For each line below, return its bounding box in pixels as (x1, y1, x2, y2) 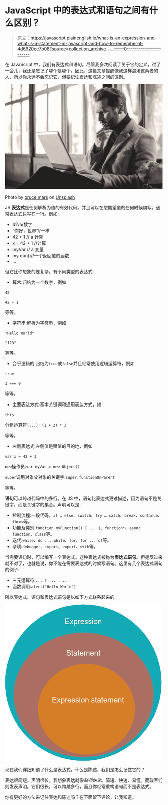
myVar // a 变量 (12, 246, 44, 252)
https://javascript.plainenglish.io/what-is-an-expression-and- (30, 35, 157, 41)
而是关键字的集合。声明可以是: (18, 501, 81, 507)
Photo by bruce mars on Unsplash (5, 194, 75, 200)
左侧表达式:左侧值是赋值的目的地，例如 (12, 443, 93, 449)
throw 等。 (12, 518, 33, 524)
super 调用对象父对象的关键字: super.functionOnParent (5, 474, 115, 480)
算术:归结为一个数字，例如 (12, 279, 66, 285)
